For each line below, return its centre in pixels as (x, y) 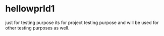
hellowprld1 (30, 9)
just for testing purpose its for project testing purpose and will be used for (82, 22)
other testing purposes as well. (37, 27)
